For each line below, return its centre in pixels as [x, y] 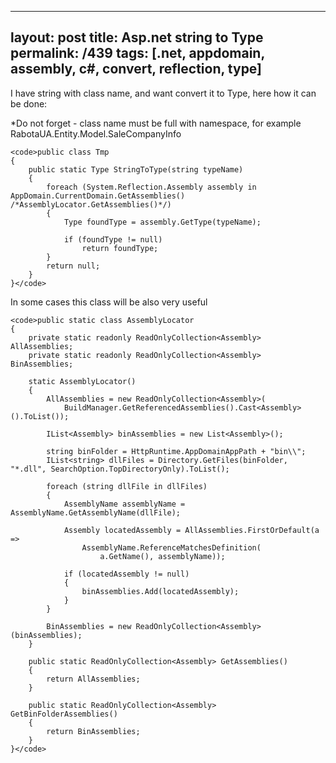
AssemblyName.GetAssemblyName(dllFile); [96, 512]
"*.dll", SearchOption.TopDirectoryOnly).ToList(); [120, 469]
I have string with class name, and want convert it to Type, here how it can [163, 93]
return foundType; [120, 248]
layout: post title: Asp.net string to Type [137, 37]
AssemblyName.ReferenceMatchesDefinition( [171, 547]
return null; [73, 266]
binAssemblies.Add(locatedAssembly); [160, 591]
